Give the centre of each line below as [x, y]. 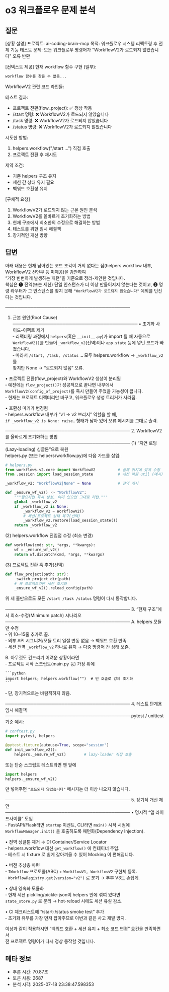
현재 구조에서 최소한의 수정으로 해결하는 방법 [56, 222]
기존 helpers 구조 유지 [34, 176]
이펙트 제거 [33, 330]
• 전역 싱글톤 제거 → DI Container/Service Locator [56, 842]
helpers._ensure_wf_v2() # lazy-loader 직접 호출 [73, 754]
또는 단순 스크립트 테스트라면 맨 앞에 [41, 765]
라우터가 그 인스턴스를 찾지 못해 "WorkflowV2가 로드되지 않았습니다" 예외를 [82, 290]
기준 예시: [15, 722]
